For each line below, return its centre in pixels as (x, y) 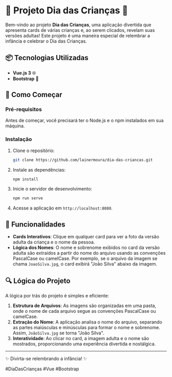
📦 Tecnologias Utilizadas (47, 58)
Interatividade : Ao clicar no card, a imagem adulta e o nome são (81, 338)
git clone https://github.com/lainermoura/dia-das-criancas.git (83, 160)
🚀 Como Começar (34, 95)
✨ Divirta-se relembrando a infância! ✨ (46, 359)
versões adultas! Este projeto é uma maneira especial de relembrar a (78, 35)
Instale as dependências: (39, 169)
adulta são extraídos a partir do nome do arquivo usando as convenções (89, 253)
